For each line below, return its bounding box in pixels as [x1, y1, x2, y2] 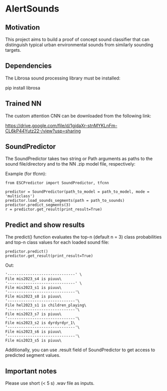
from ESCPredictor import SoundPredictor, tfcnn [5, 181, 109, 186]
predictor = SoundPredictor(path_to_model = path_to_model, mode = [5, 189, 150, 194]
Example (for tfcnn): [5, 171, 47, 177]
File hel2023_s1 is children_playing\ [5, 303, 87, 308]
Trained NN [5, 99, 42, 108]
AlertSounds [5, 3, 59, 15]
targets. [5, 47, 22, 53]
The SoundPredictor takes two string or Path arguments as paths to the [5, 155, 153, 162]
